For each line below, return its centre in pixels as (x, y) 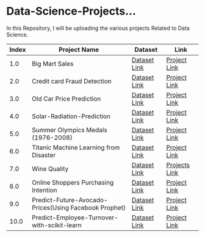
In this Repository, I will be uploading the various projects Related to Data (98, 28)
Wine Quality (50, 169)
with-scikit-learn (57, 225)
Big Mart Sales (53, 63)
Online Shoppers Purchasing (73, 182)
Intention (45, 190)
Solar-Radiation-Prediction (71, 116)
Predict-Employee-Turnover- (75, 218)
